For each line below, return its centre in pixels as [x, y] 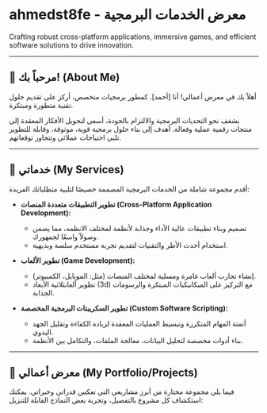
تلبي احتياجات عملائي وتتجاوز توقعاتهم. [65, 137]
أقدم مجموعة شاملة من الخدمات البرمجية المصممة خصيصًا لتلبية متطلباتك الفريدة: [130, 189]
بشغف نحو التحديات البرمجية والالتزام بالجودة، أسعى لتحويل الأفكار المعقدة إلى [124, 120]
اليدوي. [43, 332]
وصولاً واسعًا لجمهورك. [65, 237]
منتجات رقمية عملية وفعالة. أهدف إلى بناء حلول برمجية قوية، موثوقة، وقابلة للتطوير [131, 129]
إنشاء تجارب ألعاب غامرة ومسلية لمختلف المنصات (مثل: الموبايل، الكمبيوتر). [144, 276]
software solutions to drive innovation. [71, 44]
